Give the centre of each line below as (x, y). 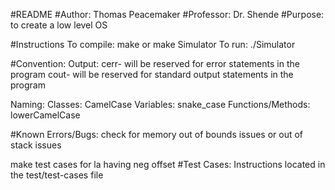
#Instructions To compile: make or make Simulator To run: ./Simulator (153, 44)
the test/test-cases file (57, 175)
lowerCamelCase (45, 115)
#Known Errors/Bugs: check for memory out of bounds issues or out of (157, 134)
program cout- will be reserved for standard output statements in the (152, 74)
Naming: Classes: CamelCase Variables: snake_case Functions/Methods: (160, 104)
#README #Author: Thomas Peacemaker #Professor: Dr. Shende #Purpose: (167, 14)
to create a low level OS (59, 25)
